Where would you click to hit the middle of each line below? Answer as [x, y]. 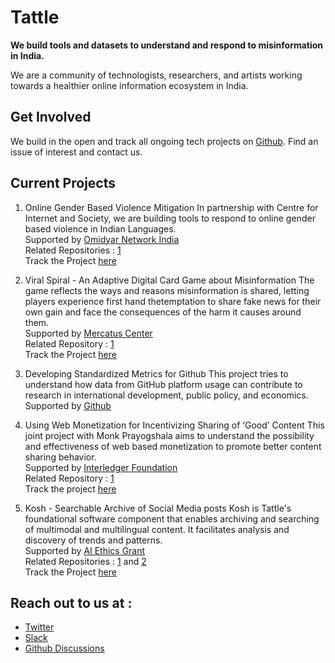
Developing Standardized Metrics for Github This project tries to [156, 373]
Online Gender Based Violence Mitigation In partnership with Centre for [171, 207]
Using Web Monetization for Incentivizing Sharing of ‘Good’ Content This [174, 425]
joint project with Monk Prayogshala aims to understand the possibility [169, 435]
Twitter [39, 627]
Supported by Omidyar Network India [102, 239]
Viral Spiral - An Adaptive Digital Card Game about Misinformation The [169, 280]
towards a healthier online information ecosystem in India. [129, 85]
